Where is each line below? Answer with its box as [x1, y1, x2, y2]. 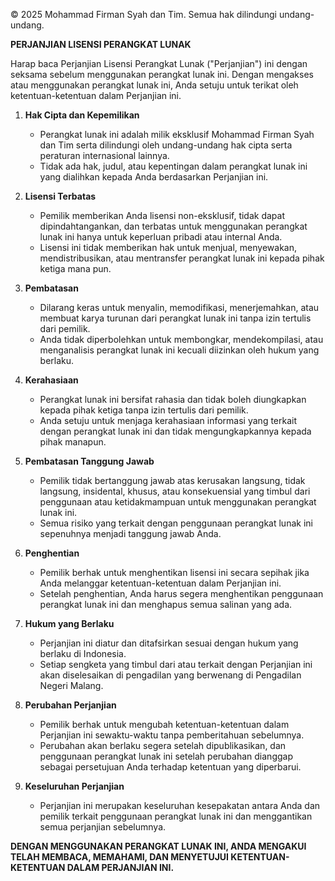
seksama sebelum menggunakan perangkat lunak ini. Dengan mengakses [10, 69, 314, 80]
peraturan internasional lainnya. [39, 150, 170, 161]
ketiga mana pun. [39, 263, 112, 274]
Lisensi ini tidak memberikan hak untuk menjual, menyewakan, [39, 242, 297, 253]
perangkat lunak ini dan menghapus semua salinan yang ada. [39, 599, 293, 610]
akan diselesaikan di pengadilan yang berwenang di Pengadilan [39, 669, 302, 681]
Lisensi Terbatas [24, 190, 97, 202]
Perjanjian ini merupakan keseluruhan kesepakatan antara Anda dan [39, 800, 321, 811]
